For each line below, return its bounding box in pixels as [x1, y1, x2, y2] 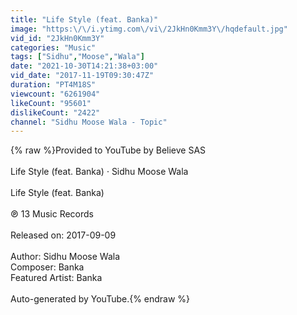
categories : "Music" [10, 42, 97, 53]
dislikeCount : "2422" [10, 107, 101, 118]
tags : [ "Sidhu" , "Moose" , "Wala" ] [10, 52, 145, 62]
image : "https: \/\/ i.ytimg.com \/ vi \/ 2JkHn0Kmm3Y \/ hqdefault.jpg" [10, 24, 288, 34]
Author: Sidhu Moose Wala [10, 251, 120, 263]
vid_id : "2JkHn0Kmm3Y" [10, 33, 105, 43]
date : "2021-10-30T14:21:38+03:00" [10, 61, 159, 71]
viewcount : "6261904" [10, 89, 101, 99]
